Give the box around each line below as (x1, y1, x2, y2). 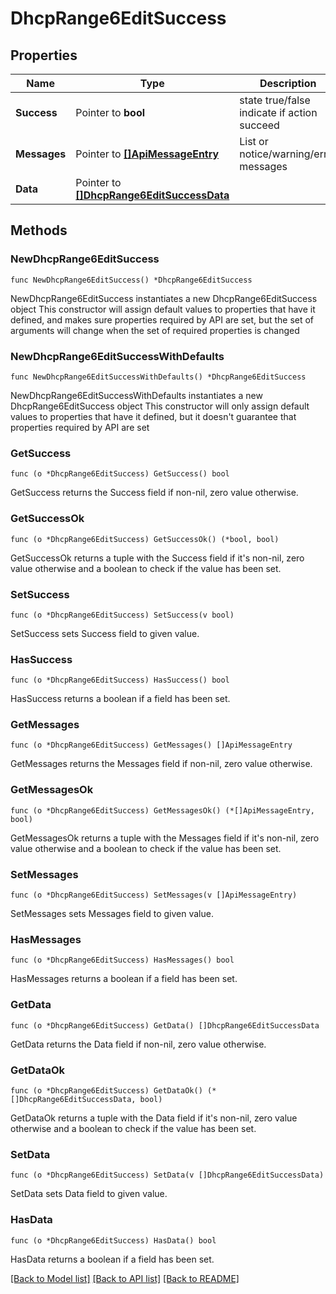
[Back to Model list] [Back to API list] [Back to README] (10, 1272, 240, 1284)
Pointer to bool (75, 106, 146, 119)
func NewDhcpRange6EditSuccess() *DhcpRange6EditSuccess (10, 275, 253, 285)
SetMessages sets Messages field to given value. (10, 908, 214, 920)
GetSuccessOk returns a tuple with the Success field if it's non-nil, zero (10, 552, 305, 564)
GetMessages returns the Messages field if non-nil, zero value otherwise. (10, 758, 313, 770)
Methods (10, 222, 68, 239)
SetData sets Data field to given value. (10, 1188, 168, 1200)
